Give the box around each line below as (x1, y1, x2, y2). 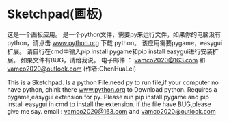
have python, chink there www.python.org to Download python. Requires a (7, 85, 217, 93)
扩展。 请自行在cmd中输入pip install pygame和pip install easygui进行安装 (7, 47, 213, 56)
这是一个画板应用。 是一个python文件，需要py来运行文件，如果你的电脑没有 (7, 30, 221, 38)
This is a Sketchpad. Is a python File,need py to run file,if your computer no (7, 78, 219, 86)
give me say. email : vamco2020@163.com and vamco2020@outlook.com (7, 107, 217, 115)
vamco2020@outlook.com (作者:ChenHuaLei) (7, 64, 137, 73)
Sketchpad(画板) (7, 6, 103, 22)
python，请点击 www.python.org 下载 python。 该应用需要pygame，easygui (7, 38, 223, 47)
